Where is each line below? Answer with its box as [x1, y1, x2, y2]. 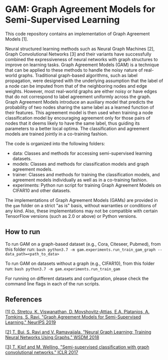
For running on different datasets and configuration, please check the [5, 275, 149, 281]
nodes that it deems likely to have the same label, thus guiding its [5, 120, 140, 126]
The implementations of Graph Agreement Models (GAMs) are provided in [5, 197, 158, 203]
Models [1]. [5, 36, 29, 42]
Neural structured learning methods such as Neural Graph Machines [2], [5, 46, 155, 52]
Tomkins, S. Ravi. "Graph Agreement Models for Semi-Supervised [5, 314, 141, 320]
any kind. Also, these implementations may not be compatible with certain [5, 208, 158, 214]
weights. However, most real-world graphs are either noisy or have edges [5, 88, 157, 94]
